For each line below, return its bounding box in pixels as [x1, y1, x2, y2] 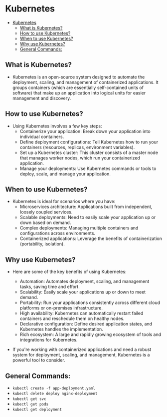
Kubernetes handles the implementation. [19, 326, 103, 332]
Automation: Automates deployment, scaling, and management [19, 278, 150, 284]
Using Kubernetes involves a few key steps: [12, 123, 102, 129]
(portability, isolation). [19, 241, 65, 247]
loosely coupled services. [19, 209, 73, 215]
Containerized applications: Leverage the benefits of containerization [19, 235, 162, 241]
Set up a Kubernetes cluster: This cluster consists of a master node [19, 149, 159, 155]
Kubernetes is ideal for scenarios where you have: [12, 198, 116, 204]
